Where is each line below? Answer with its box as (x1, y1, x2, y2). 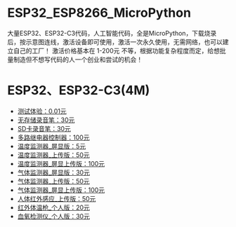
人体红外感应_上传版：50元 (17, 194, 96, 202)
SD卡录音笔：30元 (17, 124, 72, 132)
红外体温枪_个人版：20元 (17, 203, 90, 212)
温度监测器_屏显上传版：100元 (17, 159, 105, 167)
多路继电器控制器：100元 (17, 133, 90, 142)
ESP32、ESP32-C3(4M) (7, 83, 150, 99)
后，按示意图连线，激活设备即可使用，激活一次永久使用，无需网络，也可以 (7, 37, 223, 46)
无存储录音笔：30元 (17, 116, 75, 124)
